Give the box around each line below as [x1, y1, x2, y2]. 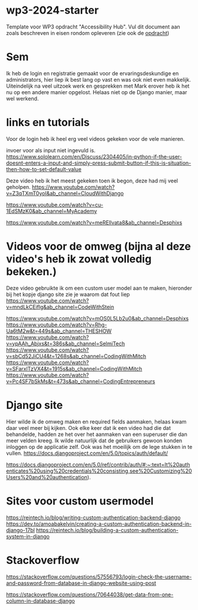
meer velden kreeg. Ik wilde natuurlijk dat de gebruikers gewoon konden [6, 436, 183, 444]
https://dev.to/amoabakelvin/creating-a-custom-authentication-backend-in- [6, 520, 192, 527]
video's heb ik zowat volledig [6, 252, 152, 265]
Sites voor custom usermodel [6, 494, 154, 508]
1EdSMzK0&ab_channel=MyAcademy [6, 207, 98, 214]
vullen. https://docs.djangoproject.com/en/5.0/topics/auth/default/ [6, 450, 168, 457]
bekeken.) [6, 265, 57, 278]
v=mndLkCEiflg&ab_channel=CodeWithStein [6, 303, 114, 310]
